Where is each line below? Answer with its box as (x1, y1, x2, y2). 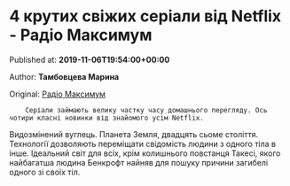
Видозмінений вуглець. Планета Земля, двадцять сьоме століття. (9, 128, 259, 139)
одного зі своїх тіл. (9, 167, 81, 177)
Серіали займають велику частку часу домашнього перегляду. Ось (25, 105, 268, 114)
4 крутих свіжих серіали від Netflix (9, 6, 282, 27)
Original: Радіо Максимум (9, 89, 106, 99)
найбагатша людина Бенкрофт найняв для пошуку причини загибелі (9, 157, 269, 167)
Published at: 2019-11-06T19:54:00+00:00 (9, 54, 170, 65)
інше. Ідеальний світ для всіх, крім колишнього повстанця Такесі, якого (9, 148, 281, 159)
